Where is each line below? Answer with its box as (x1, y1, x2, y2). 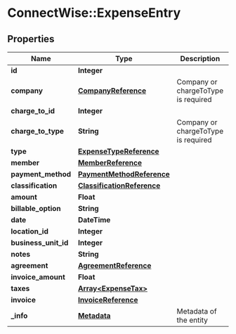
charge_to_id (11, 106, 55, 115)
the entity (176, 315, 209, 325)
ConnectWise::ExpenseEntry (7, 5, 181, 21)
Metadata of (176, 307, 217, 316)
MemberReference (77, 158, 143, 167)
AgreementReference (77, 261, 152, 270)
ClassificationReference (77, 181, 161, 191)
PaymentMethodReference (77, 169, 170, 179)
